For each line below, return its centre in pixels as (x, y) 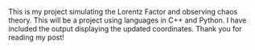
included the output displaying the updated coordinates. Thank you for (125, 29)
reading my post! (36, 37)
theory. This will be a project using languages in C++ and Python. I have (127, 20)
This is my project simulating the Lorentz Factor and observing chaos (123, 12)
